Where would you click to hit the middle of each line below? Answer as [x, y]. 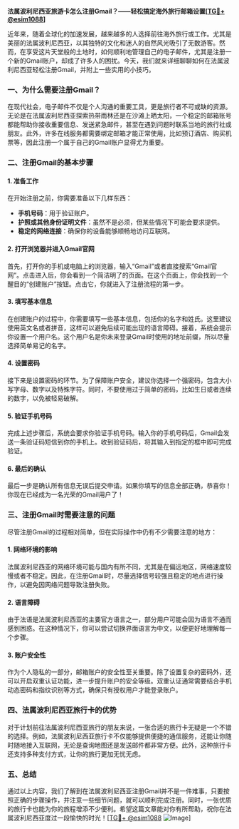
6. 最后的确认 [27, 468]
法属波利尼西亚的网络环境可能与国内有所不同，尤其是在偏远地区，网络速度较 [119, 566]
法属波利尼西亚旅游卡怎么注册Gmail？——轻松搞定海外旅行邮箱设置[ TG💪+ [116, 11]
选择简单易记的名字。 [38, 345]
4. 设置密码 [24, 363]
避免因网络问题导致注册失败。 [70, 584]
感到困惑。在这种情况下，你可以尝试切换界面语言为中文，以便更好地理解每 [116, 629]
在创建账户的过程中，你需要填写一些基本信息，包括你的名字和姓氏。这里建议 [119, 319]
